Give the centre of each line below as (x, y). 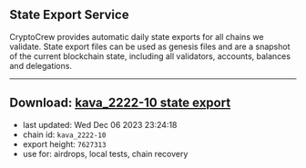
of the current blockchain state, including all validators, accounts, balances (150, 56)
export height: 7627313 (64, 143)
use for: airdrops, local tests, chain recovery (105, 153)
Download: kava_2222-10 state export (120, 103)
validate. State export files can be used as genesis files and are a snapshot (150, 46)
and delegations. (41, 65)
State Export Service (69, 15)
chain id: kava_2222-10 (64, 134)
